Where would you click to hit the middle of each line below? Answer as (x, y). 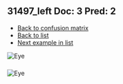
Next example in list (45, 42)
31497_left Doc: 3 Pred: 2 (61, 11)
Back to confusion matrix (53, 28)
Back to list (33, 35)
